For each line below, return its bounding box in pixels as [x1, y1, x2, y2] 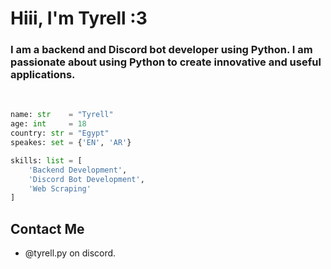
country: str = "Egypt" [10, 128, 110, 139]
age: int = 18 [10, 119, 87, 129]
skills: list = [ [10, 155, 83, 166]
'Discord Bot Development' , [28, 174, 145, 184]
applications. [10, 68, 76, 82]
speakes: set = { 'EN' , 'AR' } [10, 138, 132, 148]
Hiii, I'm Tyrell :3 [10, 7, 148, 30]
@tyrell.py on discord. [24, 247, 117, 259]
